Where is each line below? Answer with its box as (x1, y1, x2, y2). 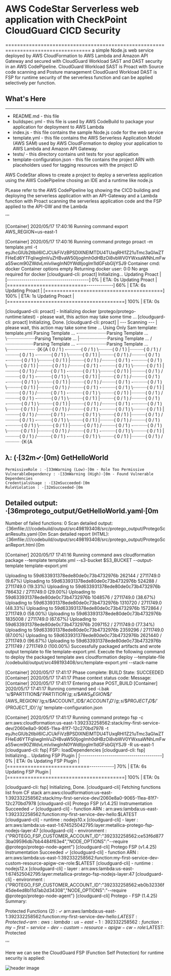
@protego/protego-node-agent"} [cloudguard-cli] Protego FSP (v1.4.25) (5, 844, 157, 850)
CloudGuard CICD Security (5, 25, 121, 36)
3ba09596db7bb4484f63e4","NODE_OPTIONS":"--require (5, 838, 128, 844)
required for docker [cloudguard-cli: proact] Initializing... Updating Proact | (5, 271, 161, 277)
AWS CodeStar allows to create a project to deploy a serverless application (5, 172, 163, 178)
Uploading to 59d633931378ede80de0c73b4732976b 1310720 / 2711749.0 (5, 600, 162, 606)
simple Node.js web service (96, 47, 154, 53)
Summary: (5, 898, 27, 904)
